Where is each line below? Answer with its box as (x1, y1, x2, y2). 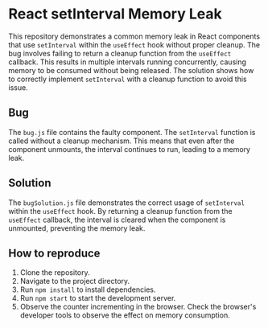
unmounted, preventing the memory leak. (8, 223, 146, 233)
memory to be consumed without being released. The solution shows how (8, 65, 254, 75)
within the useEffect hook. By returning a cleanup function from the (8, 206, 233, 215)
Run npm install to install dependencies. (19, 285, 156, 294)
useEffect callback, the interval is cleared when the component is (8, 215, 226, 224)
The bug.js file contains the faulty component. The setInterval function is (8, 127, 256, 137)
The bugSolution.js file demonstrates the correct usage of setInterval (8, 198, 245, 207)
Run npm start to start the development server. (19, 293, 176, 303)
